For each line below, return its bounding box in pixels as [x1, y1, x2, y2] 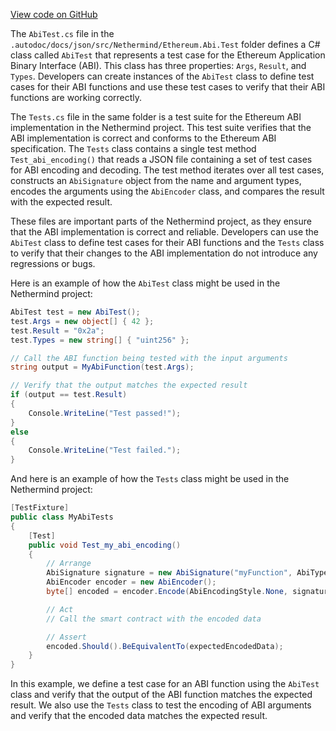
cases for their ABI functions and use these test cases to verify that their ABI [10, 81, 326, 93]
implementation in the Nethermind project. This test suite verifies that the [10, 122, 312, 133]
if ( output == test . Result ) [10, 390, 128, 400]
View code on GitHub [10, 9, 98, 20]
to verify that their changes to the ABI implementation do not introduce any [10, 247, 318, 259]
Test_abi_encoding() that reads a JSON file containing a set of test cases [10, 154, 313, 165]
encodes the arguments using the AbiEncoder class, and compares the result [10, 185, 325, 197]
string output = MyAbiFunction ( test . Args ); [10, 362, 195, 373]
